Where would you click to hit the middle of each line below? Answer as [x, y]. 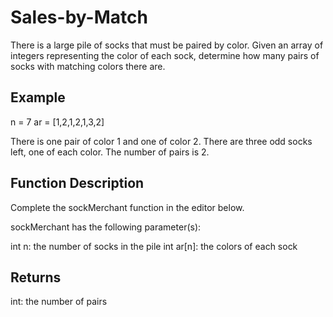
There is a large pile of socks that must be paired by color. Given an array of [167, 45]
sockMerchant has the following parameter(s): [106, 227]
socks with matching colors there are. [88, 66]
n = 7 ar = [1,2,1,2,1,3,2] [57, 122]
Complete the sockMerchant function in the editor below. [127, 207]
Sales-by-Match [79, 17]
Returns [36, 277]
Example [38, 97]
